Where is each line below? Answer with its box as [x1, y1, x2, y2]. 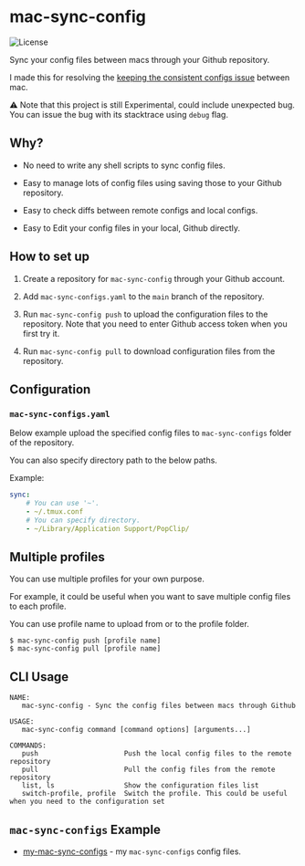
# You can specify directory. [26, 516, 142, 525]
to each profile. [9, 600, 67, 612]
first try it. [22, 328, 60, 339]
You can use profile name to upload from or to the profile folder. [9, 619, 249, 630]
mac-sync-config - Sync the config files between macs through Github [21, 701, 297, 711]
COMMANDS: [9, 741, 47, 750]
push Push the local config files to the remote [21, 749, 292, 758]
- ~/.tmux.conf [26, 507, 84, 516]
